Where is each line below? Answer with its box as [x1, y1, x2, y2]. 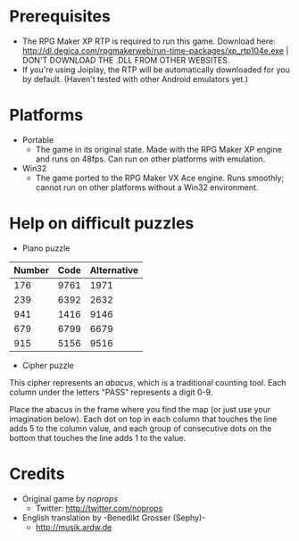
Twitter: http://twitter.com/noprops [35, 503, 163, 513]
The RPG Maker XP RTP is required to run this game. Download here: [21, 36, 276, 46]
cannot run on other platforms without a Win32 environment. [35, 181, 259, 193]
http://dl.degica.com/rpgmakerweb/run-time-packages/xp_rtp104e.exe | [21, 45, 289, 55]
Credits [9, 464, 65, 484]
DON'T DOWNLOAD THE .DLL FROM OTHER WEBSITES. [21, 54, 230, 65]
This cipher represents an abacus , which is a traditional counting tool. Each [9, 377, 287, 387]
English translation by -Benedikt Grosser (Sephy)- [21, 512, 206, 523]
